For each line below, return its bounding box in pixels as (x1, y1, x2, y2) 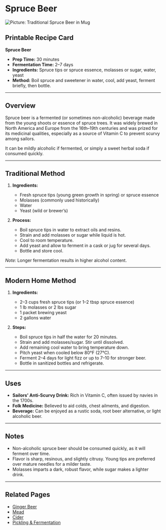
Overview (5, 102, 36, 110)
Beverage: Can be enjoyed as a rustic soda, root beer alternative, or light (12, 408, 161, 414)
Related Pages (5, 490, 50, 499)
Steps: (12, 325, 26, 330)
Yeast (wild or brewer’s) (19, 208, 68, 214)
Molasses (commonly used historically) (19, 197, 100, 203)
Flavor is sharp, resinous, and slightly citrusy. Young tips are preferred (12, 455, 156, 462)
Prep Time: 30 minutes (12, 56, 60, 62)
